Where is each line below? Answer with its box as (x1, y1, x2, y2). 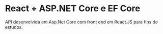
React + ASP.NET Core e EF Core (5, 3, 140, 14)
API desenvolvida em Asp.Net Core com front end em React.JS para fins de (5, 19, 158, 25)
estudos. (5, 24, 23, 30)
